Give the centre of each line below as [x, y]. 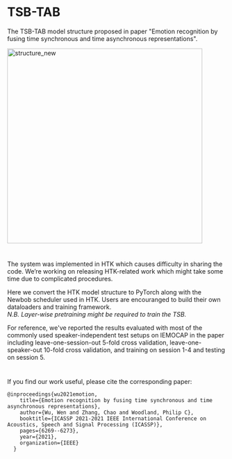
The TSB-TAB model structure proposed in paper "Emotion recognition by [113, 31]
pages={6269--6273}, [49, 431]
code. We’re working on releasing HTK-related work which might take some [115, 272]
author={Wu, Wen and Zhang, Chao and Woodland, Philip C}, [107, 413]
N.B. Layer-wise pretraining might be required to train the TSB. [97, 315]
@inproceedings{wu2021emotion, [52, 394]
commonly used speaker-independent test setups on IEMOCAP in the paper [116, 335]
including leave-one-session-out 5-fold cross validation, [88, 343]
